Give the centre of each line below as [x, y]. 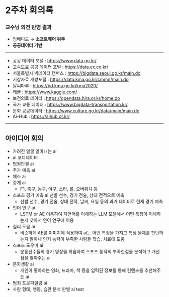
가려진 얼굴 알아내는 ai [34, 152]
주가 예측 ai [24, 170]
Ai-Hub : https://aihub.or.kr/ [41, 116]
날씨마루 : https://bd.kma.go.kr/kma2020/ [55, 86]
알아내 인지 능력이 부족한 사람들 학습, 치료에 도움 [77, 239]
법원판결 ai [23, 164]
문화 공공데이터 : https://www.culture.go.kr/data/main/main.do [76, 111]
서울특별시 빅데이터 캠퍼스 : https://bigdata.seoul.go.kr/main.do [76, 73]
